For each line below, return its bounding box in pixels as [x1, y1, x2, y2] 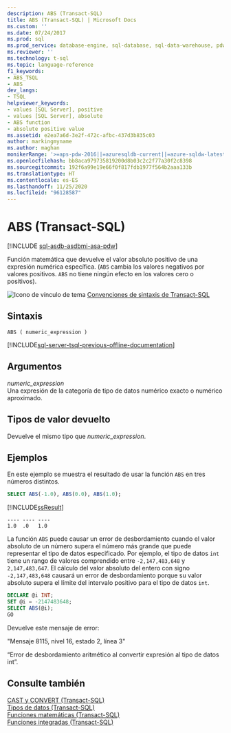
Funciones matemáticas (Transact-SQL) [7, 710, 120, 719]
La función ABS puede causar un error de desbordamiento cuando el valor [7, 535, 215, 543]
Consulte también [7, 678, 85, 690]
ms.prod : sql [7, 36, 45, 43]
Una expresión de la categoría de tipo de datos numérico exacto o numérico [7, 386, 223, 395]
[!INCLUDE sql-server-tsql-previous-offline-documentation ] [7, 340, 175, 349]
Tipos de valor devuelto [7, 414, 111, 426]
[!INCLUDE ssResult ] [7, 504, 64, 512]
